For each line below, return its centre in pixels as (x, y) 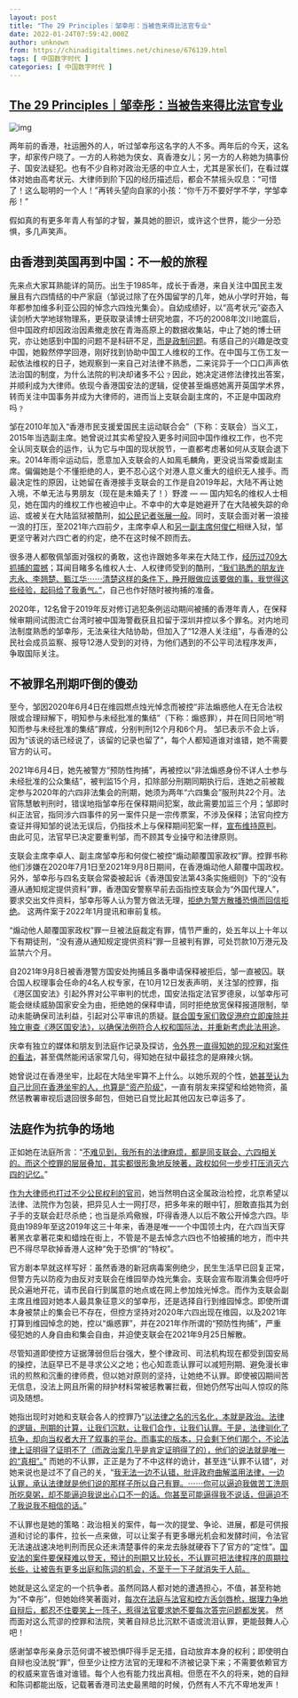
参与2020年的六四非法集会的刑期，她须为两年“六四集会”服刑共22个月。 (147, 793)
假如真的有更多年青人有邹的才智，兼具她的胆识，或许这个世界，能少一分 (141, 220)
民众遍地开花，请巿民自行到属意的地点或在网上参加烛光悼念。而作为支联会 (145, 1290)
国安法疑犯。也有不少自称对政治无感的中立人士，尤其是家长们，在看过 (153, 168)
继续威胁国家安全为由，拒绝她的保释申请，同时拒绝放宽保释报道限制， (153, 1005)
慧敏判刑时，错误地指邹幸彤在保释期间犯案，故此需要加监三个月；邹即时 (157, 804)
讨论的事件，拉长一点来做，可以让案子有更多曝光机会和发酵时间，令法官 (157, 1536)
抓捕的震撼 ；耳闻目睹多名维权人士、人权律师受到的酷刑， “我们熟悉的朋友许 (147, 567)
